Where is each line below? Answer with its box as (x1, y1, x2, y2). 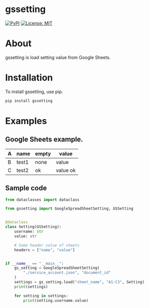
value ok (56, 167, 76, 174)
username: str (14, 229, 44, 234)
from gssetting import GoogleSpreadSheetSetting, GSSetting (5, 206, 134, 212)
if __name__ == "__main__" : (5, 261, 64, 266)
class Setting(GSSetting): (5, 225, 62, 230)
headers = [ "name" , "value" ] (14, 247, 75, 252)
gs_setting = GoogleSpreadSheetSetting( (14, 265, 100, 271)
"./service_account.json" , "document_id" (23, 270, 111, 275)
